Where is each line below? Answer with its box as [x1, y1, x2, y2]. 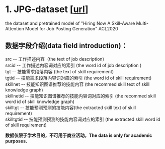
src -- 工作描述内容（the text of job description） [5, 56, 107, 62]
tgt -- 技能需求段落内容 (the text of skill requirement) [5, 68, 114, 74]
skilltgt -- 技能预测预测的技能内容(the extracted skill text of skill [5, 105, 136, 111]
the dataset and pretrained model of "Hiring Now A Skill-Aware [5, 20, 135, 26]
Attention [5, 25, 24, 31]
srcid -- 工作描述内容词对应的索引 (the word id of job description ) [5, 62, 142, 68]
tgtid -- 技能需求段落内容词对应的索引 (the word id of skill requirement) [5, 75, 152, 81]
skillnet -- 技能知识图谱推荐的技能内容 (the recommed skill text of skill [5, 81, 150, 87]
